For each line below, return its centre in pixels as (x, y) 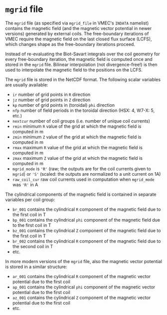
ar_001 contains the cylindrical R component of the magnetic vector (82, 276)
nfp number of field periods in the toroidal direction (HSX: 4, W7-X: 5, (83, 110)
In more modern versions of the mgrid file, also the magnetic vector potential (83, 261)
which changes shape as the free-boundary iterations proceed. (70, 44)
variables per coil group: (30, 199)
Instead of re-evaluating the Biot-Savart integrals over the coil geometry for (83, 54)
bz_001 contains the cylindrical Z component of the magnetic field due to (86, 230)
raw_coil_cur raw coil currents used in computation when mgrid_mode (83, 179)
